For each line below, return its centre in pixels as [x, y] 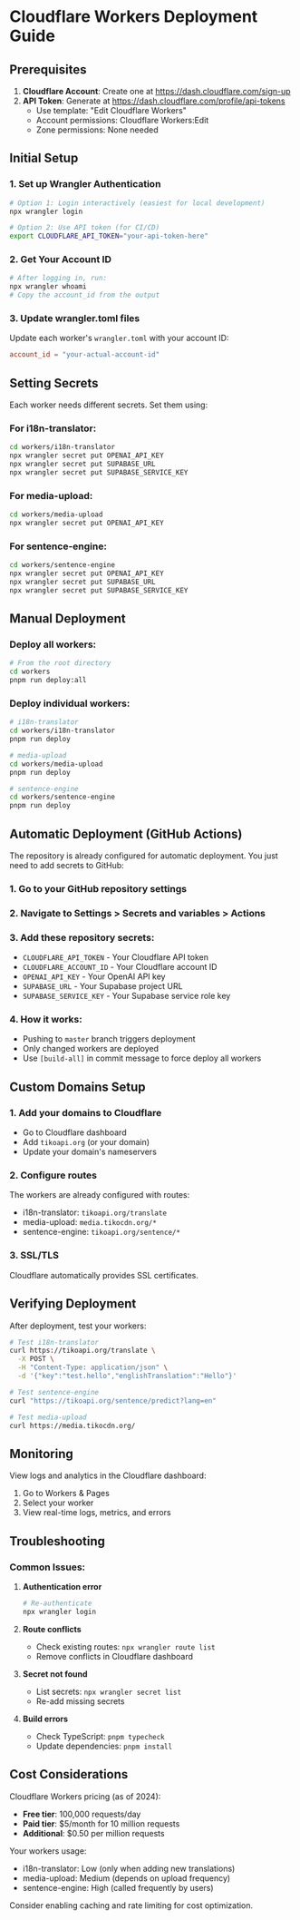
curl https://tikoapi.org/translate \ [82, 1351]
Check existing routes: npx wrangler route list [126, 1646]
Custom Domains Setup [78, 1087]
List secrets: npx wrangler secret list [109, 1691]
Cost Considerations [69, 1774]
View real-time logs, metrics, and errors [97, 1513]
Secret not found [55, 1674]
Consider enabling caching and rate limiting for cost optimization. [131, 1905]
